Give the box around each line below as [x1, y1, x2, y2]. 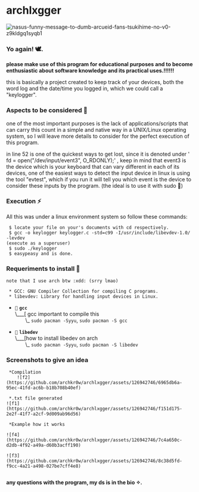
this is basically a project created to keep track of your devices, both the [6, 79, 184, 86]
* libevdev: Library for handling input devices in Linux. [8, 293, 159, 300]
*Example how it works [8, 422, 66, 428]
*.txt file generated [8, 395, 63, 401]
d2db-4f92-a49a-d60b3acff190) [6, 443, 82, 448]
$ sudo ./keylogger [8, 245, 58, 251]
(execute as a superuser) [6, 240, 70, 246]
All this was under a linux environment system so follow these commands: [6, 213, 188, 220]
